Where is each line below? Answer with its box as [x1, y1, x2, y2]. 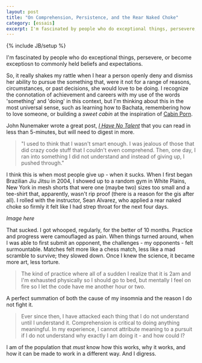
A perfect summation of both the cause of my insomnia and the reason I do [6, 295, 192, 302]
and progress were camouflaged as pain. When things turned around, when [6, 233, 194, 240]
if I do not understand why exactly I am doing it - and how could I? [20, 332, 185, 339]
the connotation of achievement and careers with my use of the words [6, 91, 180, 98]
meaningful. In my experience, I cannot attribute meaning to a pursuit [20, 326, 192, 333]
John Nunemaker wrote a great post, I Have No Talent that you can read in [6, 122, 191, 130]
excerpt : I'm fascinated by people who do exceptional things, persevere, [6, 25, 198, 32]
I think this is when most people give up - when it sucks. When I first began [6, 171, 192, 178]
